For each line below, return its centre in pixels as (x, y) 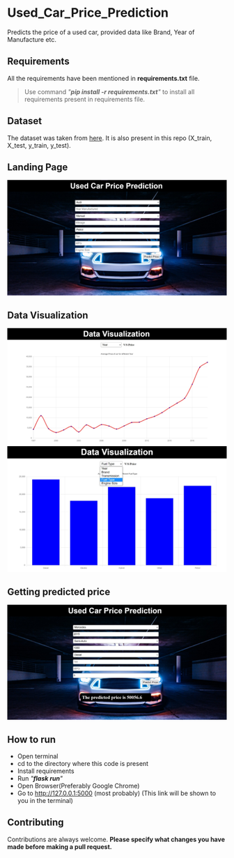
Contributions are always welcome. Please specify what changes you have (116, 839)
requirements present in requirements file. (84, 99)
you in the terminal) (45, 801)
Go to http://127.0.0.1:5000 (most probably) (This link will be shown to (117, 793)
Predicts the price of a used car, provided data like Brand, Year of (101, 32)
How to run (32, 739)
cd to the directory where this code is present (83, 764)
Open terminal (38, 756)
